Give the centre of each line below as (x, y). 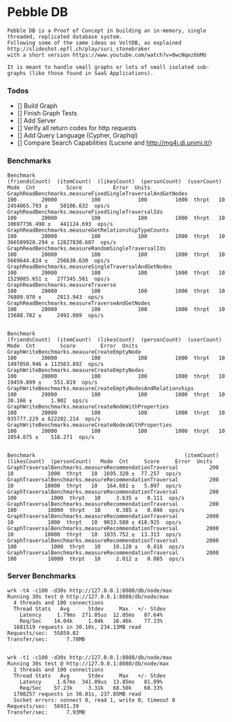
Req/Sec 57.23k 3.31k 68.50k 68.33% (91, 688)
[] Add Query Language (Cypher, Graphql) (77, 136)
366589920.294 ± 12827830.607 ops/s (62, 242)
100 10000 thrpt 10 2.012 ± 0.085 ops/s (96, 559)
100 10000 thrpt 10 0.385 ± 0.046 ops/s (96, 510)
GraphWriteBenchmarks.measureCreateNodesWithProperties (90, 425)
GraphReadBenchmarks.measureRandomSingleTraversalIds (87, 248)
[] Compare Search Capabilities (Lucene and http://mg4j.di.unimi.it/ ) (115, 143)
